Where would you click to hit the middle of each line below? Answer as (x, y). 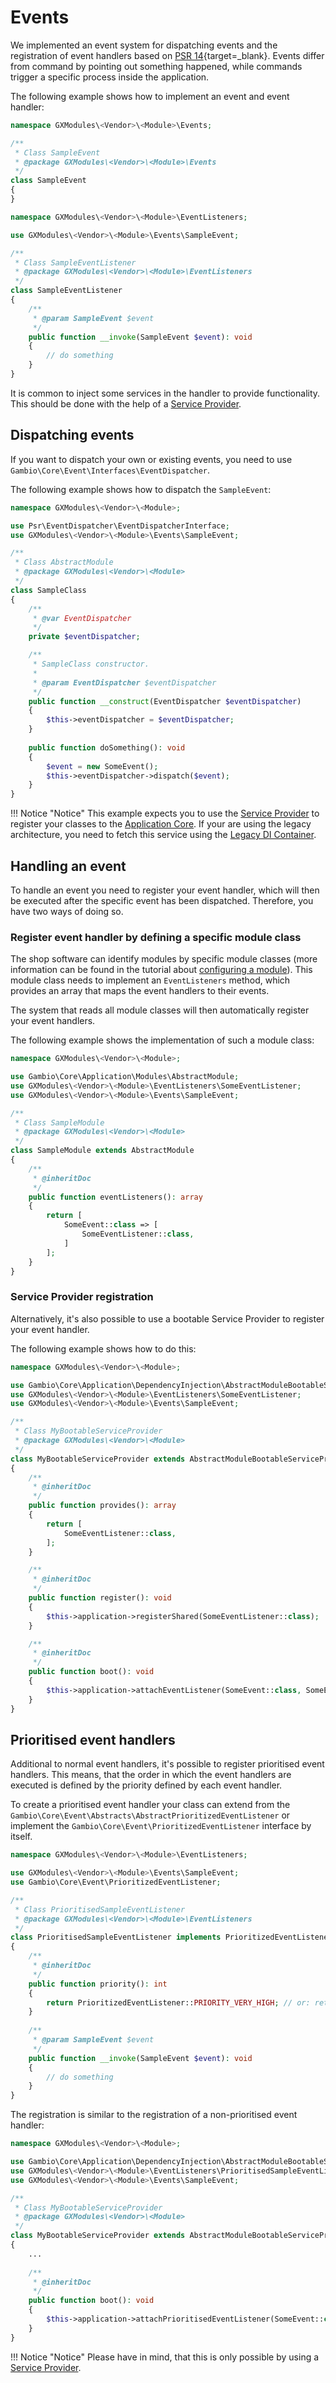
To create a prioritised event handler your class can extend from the (150, 1805)
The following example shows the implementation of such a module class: (162, 1040)
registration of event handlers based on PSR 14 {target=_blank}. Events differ (167, 55)
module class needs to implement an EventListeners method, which (150, 980)
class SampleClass (48, 590)
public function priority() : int (98, 1984)
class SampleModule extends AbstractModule (102, 1151)
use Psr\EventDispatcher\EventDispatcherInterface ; (120, 526)
